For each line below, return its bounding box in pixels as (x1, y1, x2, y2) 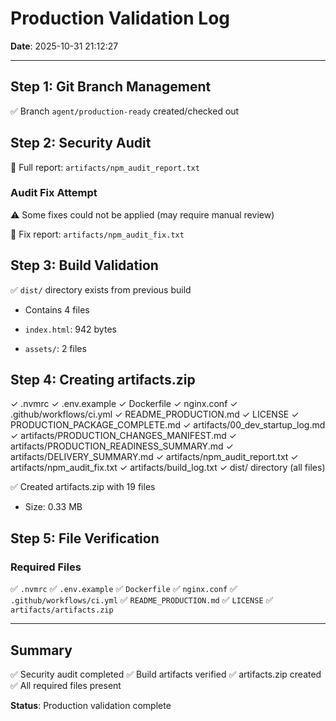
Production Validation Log (10, 7, 231, 30)
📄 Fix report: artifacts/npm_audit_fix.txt (10, 228, 185, 240)
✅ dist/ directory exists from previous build (10, 283, 192, 296)
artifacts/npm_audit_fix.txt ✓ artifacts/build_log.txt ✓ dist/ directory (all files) (10, 462, 326, 474)
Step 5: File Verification (10, 530, 160, 547)
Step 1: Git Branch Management (10, 78, 212, 96)
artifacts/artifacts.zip (10, 605, 114, 616)
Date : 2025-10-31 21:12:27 (10, 40, 119, 52)
